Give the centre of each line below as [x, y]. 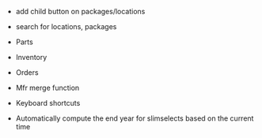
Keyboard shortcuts [48, 103]
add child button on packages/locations [80, 11]
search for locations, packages [66, 26]
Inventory [31, 57]
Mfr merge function [47, 88]
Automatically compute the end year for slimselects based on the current [135, 118]
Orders [27, 73]
